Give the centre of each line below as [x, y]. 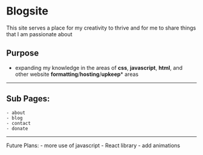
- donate [17, 128]
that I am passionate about [39, 34]
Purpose [23, 53]
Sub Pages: [28, 99]
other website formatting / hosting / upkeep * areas [77, 74]
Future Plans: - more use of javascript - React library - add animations [93, 145]
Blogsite [27, 11]
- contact [19, 123]
